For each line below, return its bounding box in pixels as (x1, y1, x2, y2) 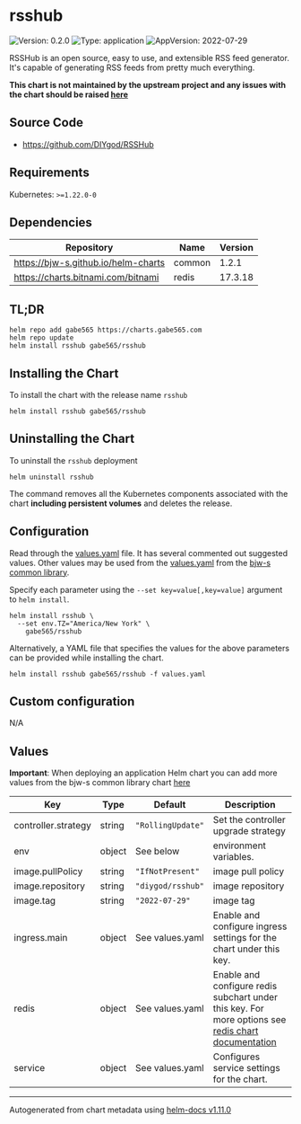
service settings (212, 1062, 280, 1075)
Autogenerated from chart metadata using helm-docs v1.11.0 (9, 1104, 231, 1115)
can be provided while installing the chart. (9, 652, 164, 663)
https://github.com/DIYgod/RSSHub (21, 138, 154, 149)
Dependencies (9, 215, 92, 230)
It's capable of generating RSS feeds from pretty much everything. (9, 62, 255, 73)
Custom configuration (9, 694, 135, 710)
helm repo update (9, 333, 74, 342)
